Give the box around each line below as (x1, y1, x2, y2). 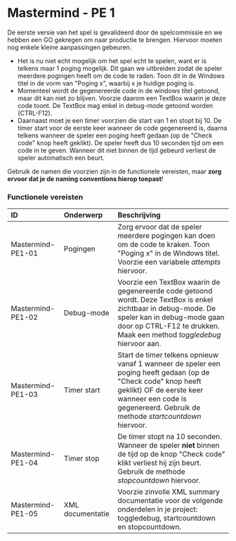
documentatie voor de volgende (117, 496, 223, 506)
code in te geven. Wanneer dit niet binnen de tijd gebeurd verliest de (17, 146, 216, 154)
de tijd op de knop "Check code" (117, 449, 225, 459)
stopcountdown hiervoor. (117, 476, 202, 486)
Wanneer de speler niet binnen (117, 441, 220, 450)
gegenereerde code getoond (117, 286, 213, 296)
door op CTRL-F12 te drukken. (117, 321, 220, 331)
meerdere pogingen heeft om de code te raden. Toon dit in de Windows (17, 72, 225, 80)
